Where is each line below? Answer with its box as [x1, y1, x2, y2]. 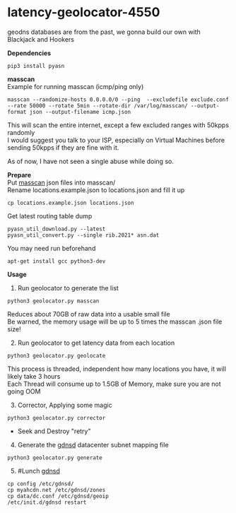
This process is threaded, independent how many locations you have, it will [7, 365, 226, 373]
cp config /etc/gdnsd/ [7, 480, 74, 488]
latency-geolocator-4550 [7, 4, 160, 20]
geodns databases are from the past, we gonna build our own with [7, 28, 201, 36]
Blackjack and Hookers [7, 35, 74, 43]
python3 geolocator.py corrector [7, 414, 106, 421]
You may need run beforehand [7, 244, 96, 252]
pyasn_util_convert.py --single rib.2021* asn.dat [7, 231, 160, 239]
